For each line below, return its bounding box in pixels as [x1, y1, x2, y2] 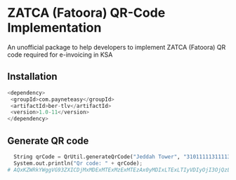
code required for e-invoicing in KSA [7, 50, 113, 59]
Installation [7, 71, 58, 83]
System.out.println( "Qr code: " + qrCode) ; [13, 160, 143, 167]
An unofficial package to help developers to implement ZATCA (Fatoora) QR [7, 43, 226, 51]
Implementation [7, 20, 102, 36]
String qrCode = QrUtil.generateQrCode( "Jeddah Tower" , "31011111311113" [13, 153, 234, 160]
